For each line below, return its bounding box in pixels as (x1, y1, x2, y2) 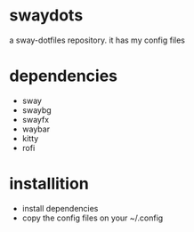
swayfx (21, 114, 50, 124)
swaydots (9, 5, 84, 26)
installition (9, 174, 89, 194)
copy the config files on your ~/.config (21, 212, 164, 223)
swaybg (21, 104, 52, 116)
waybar (21, 124, 51, 134)
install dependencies (21, 203, 99, 213)
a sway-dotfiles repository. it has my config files (9, 35, 185, 45)
